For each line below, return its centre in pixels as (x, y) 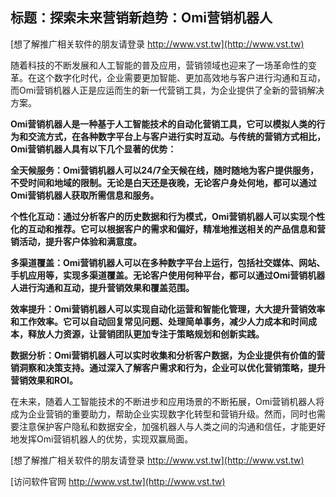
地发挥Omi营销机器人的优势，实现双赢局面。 (102, 439)
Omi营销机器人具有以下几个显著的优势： (93, 149)
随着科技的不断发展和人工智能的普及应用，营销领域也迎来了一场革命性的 (159, 65)
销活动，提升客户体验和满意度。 (76, 241)
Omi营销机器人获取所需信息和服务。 (85, 195)
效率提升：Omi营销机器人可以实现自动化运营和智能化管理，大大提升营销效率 (168, 309)
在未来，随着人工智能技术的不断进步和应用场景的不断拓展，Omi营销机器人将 (167, 401)
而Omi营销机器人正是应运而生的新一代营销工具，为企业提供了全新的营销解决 (167, 90)
